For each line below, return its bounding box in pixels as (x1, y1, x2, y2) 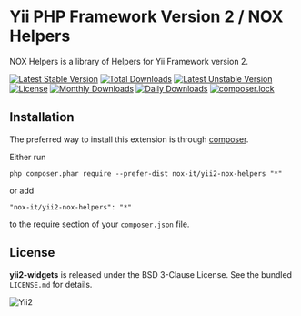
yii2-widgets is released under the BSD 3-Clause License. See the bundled (9, 269, 293, 280)
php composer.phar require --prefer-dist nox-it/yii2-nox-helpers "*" (9, 168, 283, 178)
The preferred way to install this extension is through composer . (9, 134, 249, 145)
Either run (9, 151, 46, 162)
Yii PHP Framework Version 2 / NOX (9, 6, 284, 27)
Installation (9, 109, 75, 125)
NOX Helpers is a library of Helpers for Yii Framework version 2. (9, 56, 248, 66)
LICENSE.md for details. (9, 279, 93, 290)
